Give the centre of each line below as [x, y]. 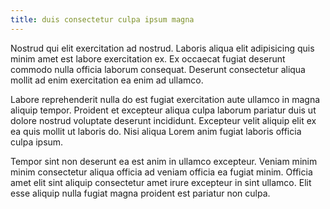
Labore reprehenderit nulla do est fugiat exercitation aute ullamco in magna [165, 99]
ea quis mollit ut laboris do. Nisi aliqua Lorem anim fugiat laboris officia [156, 131]
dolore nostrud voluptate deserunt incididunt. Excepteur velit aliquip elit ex [163, 120]
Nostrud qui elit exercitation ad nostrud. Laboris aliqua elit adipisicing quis [162, 48]
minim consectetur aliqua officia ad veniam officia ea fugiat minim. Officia [161, 172]
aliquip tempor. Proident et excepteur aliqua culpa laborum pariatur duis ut [163, 110]
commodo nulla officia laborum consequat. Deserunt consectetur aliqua [158, 69]
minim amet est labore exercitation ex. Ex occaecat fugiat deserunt [148, 58]
